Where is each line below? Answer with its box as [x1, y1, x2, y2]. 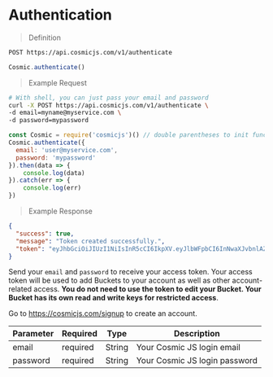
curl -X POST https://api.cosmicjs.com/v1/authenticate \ [8, 101, 209, 109]
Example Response [28, 206, 93, 217]
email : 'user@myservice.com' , [15, 146, 118, 154]
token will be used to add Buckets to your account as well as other [8, 275, 231, 286]
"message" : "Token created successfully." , [15, 237, 165, 245]
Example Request [28, 77, 87, 87]
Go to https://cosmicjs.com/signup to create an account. [8, 309, 197, 318]
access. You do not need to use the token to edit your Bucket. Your [33, 284, 262, 294]
